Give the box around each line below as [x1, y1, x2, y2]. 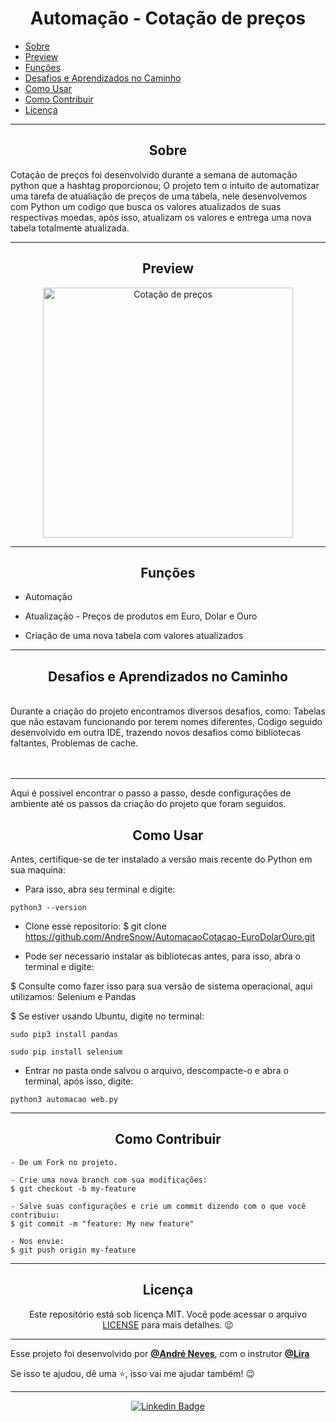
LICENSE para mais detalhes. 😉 [102, 1318, 234, 1331]
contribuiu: [10, 1210, 60, 1220]
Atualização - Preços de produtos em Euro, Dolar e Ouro [24, 610, 258, 622]
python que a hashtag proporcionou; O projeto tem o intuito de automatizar [10, 179, 320, 191]
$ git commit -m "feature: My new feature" [10, 1218, 195, 1229]
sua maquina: [10, 864, 66, 876]
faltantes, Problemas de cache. [10, 737, 139, 749]
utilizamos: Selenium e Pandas [10, 991, 137, 1002]
